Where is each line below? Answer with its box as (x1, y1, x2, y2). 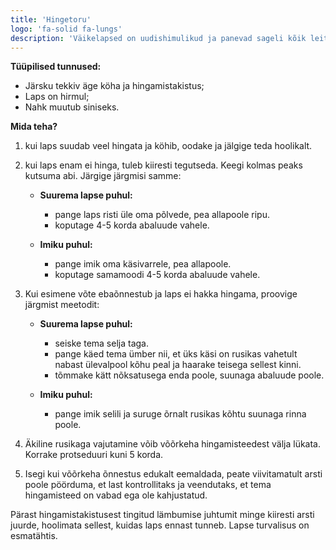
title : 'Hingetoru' (10, 14, 92, 25)
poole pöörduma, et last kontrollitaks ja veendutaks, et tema (24, 479, 272, 491)
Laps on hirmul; (24, 91, 90, 103)
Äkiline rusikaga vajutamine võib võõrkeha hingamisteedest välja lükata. (24, 438, 322, 450)
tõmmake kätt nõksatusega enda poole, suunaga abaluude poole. (54, 369, 325, 381)
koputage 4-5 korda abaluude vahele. (54, 219, 210, 231)
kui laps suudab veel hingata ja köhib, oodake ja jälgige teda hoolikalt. (24, 140, 313, 152)
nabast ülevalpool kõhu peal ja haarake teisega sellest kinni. (54, 359, 302, 371)
